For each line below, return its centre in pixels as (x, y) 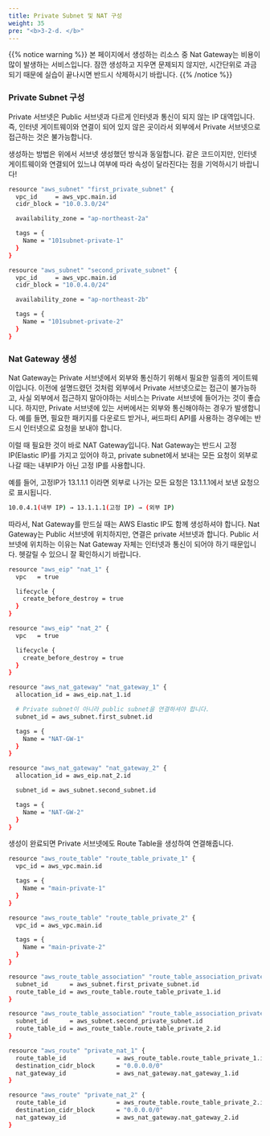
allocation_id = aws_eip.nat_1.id (73, 695)
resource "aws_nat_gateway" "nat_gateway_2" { (88, 768)
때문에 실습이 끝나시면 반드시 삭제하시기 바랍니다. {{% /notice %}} (128, 75)
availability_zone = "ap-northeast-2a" (82, 219)
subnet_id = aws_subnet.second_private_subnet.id (109, 1021)
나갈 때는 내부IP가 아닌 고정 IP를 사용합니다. (77, 465)
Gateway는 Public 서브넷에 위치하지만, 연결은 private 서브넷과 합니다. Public (129, 534)
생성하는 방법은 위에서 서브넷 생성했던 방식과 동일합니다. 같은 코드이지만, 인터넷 (133, 154)
